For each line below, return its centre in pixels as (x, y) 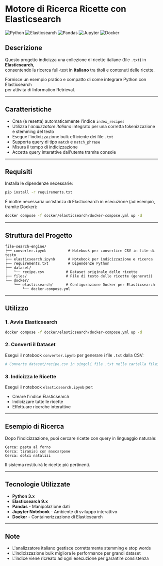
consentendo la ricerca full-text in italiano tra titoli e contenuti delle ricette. (80, 70)
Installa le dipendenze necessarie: (39, 183)
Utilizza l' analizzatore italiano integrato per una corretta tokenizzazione (83, 126)
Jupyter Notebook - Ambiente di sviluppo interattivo (65, 511)
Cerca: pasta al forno (28, 447)
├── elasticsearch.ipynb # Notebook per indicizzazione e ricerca (79, 259)
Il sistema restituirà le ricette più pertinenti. (48, 465)
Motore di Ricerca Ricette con (66, 9)
